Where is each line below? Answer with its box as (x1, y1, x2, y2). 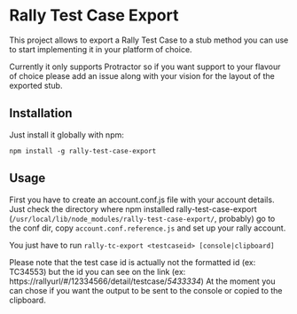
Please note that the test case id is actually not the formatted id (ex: (9, 256, 256, 267)
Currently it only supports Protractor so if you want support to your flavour (9, 61, 281, 72)
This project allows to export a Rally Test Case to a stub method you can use (9, 35, 289, 45)
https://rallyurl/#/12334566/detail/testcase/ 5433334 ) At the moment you (9, 276, 276, 287)
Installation (9, 106, 73, 121)
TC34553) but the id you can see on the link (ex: (9, 266, 186, 277)
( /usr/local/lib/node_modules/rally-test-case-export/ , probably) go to (9, 213, 276, 224)
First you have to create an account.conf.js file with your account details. (9, 194, 275, 205)
